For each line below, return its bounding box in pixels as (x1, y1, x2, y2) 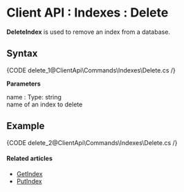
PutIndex (16, 177, 42, 185)
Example (6, 120, 45, 132)
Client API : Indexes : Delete (6, 5, 169, 21)
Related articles (6, 154, 53, 163)
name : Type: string (6, 93, 62, 101)
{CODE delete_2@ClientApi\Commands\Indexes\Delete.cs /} (6, 138, 178, 146)
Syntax (6, 48, 38, 59)
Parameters (6, 79, 41, 88)
